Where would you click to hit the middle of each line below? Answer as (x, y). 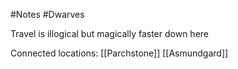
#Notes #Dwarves (47, 14)
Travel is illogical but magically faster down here (110, 33)
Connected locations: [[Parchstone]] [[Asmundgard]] (119, 53)
